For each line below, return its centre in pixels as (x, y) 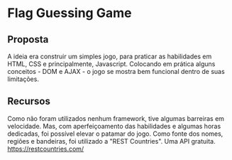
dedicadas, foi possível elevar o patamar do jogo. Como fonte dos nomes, (115, 134)
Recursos (29, 101)
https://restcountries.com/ (46, 149)
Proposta (28, 39)
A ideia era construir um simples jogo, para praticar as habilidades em (110, 56)
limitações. (23, 79)
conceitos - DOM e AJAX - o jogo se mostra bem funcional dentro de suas (116, 71)
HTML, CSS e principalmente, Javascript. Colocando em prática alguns (111, 64)
